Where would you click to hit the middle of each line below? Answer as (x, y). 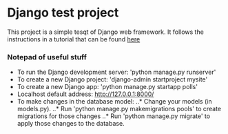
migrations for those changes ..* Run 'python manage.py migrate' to (114, 116)
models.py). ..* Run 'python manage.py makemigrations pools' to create (119, 109)
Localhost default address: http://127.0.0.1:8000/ (85, 94)
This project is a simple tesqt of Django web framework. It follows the (106, 32)
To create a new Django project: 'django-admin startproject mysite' (112, 79)
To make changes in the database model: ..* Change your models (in (114, 102)
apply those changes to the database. (71, 124)
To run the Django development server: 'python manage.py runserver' (116, 72)
